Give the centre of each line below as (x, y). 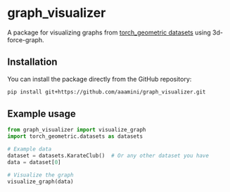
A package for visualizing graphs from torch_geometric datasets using (109, 32)
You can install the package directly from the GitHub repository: (100, 79)
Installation (32, 62)
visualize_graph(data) (40, 181)
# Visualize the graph (40, 175)
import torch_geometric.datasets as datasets (75, 136)
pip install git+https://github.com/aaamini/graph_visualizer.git (107, 92)
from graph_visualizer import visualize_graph (77, 130)
